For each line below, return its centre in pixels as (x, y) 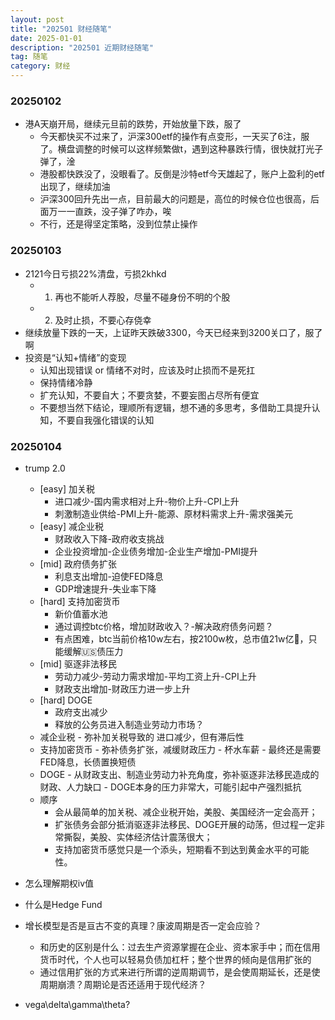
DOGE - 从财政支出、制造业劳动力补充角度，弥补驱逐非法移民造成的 (179, 774)
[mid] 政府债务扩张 (78, 563)
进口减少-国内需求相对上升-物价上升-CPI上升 (147, 501)
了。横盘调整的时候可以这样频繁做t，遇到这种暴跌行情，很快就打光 (177, 149)
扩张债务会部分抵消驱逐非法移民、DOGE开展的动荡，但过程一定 (185, 824)
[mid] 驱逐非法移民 (78, 663)
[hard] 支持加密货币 (80, 601)
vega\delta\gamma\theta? (77, 1004)
